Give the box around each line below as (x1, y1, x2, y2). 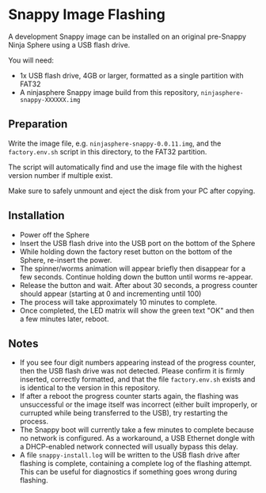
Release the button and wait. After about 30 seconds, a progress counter (19, 280, 258, 290)
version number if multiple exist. (8, 170, 113, 180)
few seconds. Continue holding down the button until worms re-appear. (19, 271, 253, 282)
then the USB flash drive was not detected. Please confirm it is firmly (19, 366, 245, 376)
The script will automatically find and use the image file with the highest (8, 162, 243, 172)
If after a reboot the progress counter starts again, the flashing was (19, 392, 239, 401)
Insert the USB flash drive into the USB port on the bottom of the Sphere (19, 238, 256, 248)
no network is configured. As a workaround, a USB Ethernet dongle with (19, 434, 256, 443)
